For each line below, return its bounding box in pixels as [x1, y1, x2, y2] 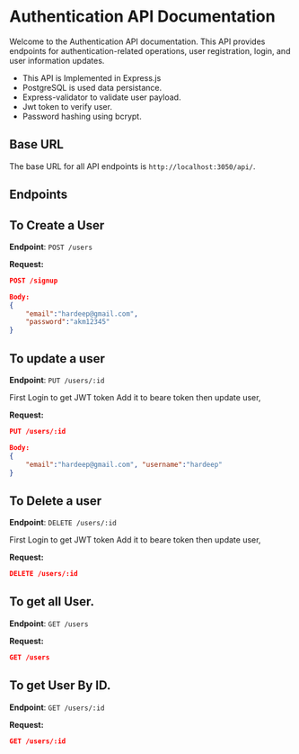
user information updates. [9, 55, 105, 66]
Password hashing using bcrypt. [22, 111, 142, 121]
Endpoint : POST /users [9, 241, 92, 252]
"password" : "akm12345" [25, 318, 110, 327]
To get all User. [9, 594, 95, 609]
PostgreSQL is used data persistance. [22, 82, 163, 93]
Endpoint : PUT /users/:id [9, 375, 105, 386]
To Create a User [9, 218, 105, 233]
